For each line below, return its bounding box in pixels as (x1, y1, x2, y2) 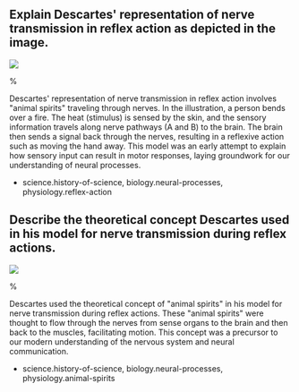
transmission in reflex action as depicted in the (9, 21, 276, 37)
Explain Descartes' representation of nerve (9, 7, 255, 22)
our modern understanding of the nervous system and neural (9, 336, 235, 347)
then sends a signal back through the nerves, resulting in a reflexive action (9, 131, 285, 141)
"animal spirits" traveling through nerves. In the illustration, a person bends (9, 102, 286, 113)
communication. (9, 345, 69, 356)
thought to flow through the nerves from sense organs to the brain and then (9, 317, 288, 328)
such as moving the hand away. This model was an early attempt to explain (9, 141, 286, 151)
